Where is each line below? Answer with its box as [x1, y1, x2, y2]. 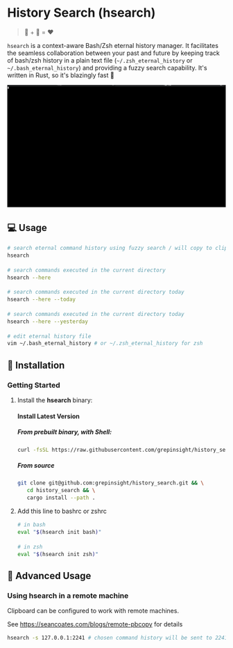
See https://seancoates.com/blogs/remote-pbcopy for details [7, 620, 183, 629]
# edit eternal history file [7, 333, 92, 340]
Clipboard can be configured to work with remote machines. [7, 607, 179, 615]
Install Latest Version [17, 412, 80, 420]
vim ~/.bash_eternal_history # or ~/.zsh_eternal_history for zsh [7, 340, 203, 347]
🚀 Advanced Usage [7, 569, 92, 582]
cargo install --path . [26, 494, 96, 502]
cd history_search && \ [26, 487, 96, 494]
